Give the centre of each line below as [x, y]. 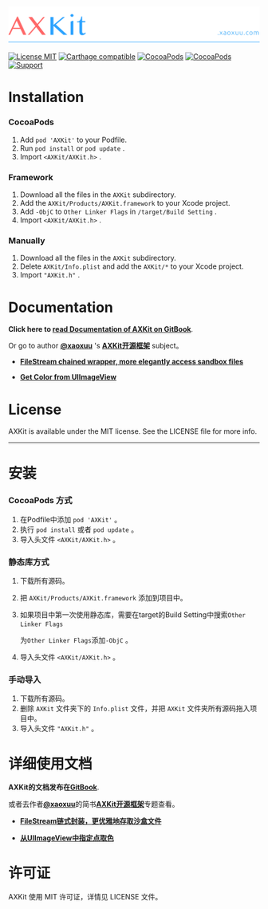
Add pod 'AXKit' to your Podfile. [73, 140]
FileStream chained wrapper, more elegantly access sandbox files [132, 362]
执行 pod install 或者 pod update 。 [79, 529]
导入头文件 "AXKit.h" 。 [59, 729]
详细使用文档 [51, 763]
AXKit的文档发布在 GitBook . [54, 787]
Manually [27, 240]
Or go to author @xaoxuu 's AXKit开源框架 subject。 [96, 346]
